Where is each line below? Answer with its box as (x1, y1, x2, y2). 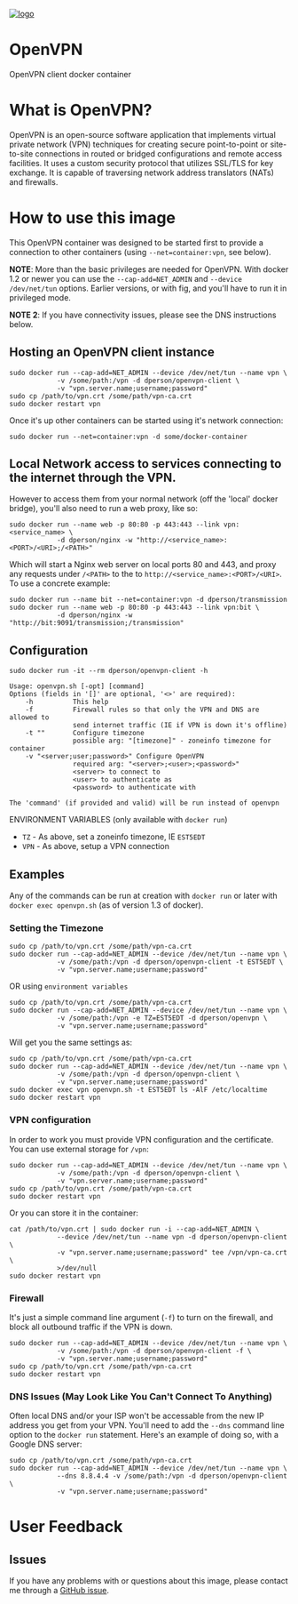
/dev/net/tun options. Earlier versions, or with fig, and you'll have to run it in (9, 283, 287, 293)
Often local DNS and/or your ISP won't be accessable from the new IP (9, 1410, 264, 1422)
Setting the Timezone (9, 921, 104, 934)
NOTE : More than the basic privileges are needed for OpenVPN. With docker (9, 263, 289, 275)
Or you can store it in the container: (9, 1207, 139, 1218)
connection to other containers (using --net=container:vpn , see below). (9, 246, 272, 257)
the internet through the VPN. (9, 470, 176, 485)
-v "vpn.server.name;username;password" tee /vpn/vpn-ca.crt (56, 1247, 288, 1257)
